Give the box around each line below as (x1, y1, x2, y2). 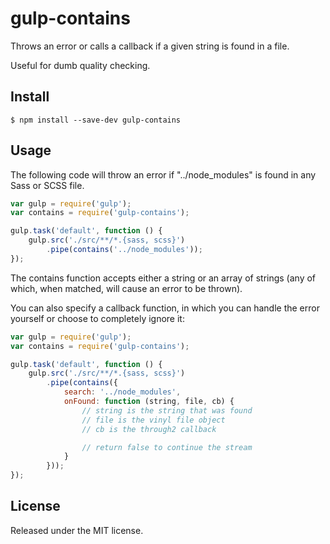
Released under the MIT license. (10, 524, 144, 536)
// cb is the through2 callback (81, 424, 217, 434)
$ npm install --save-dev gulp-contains (10, 115, 182, 125)
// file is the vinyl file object (81, 415, 226, 425)
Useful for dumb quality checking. (10, 59, 151, 71)
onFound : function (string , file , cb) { (63, 397, 235, 407)
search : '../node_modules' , (63, 387, 182, 397)
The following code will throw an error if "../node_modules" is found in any (10, 168, 317, 181)
